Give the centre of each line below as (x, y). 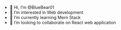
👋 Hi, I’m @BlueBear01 (32, 7)
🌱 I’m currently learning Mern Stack (45, 17)
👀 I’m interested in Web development (46, 12)
